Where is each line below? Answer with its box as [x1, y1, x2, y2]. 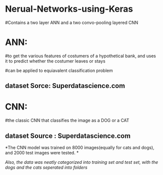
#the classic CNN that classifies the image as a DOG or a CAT [5, 117, 130, 123]
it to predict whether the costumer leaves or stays [5, 58, 106, 64]
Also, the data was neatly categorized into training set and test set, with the [5, 159, 158, 165]
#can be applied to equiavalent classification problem [5, 67, 113, 73]
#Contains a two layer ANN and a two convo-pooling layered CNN [5, 20, 139, 25]
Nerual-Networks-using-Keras [5, 3, 133, 15]
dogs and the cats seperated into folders [5, 165, 88, 171]
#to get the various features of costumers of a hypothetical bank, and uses [5, 53, 156, 59]
